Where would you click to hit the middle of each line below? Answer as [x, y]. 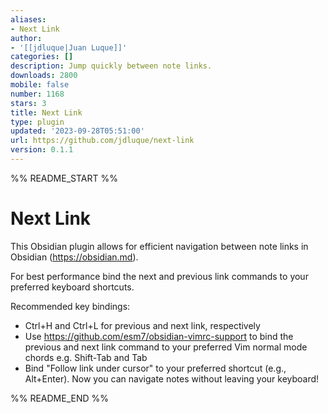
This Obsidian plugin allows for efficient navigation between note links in [159, 246]
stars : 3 [28, 103]
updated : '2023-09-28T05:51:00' [77, 131]
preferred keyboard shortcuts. [72, 287]
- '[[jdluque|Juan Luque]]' [69, 47]
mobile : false [40, 85]
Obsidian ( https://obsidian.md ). [74, 257]
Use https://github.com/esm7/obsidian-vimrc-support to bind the [159, 336]
